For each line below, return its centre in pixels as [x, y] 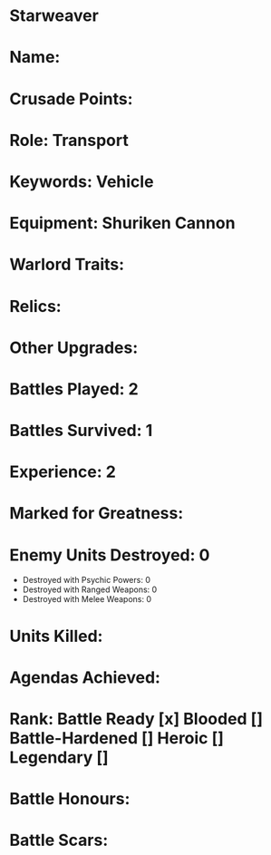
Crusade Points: [71, 98]
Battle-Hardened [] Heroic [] [117, 738]
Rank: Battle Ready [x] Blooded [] [136, 719]
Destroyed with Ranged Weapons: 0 [90, 589]
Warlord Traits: [67, 265]
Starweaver [54, 16]
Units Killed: [56, 636]
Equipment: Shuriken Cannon [122, 223]
